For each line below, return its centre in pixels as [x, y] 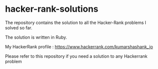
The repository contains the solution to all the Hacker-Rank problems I [76, 23]
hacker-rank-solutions [52, 9]
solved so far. [19, 27]
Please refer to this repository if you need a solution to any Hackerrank [76, 56]
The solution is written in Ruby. [36, 37]
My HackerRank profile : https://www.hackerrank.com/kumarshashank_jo [79, 46]
